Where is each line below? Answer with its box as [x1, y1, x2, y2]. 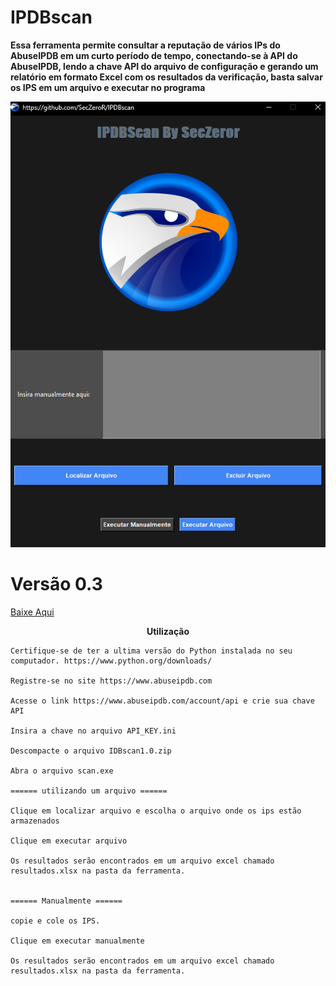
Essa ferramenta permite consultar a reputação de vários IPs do [10, 39, 281, 51]
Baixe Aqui [10, 606, 55, 618]
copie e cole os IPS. [10, 916, 101, 926]
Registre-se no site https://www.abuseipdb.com [10, 676, 213, 686]
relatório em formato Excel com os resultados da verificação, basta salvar [10, 71, 323, 83]
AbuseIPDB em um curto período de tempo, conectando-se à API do [10, 49, 298, 61]
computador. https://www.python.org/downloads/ [10, 656, 213, 666]
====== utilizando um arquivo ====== [10, 786, 168, 796]
